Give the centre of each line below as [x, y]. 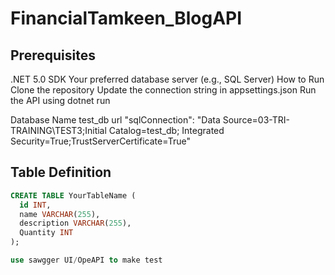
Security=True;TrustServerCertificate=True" [101, 141]
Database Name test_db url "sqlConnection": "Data [115, 120]
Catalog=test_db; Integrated [166, 130]
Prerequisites [53, 55]
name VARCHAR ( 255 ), [60, 214]
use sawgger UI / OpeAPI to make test [86, 260]
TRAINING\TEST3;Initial [58, 130]
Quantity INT [46, 233]
